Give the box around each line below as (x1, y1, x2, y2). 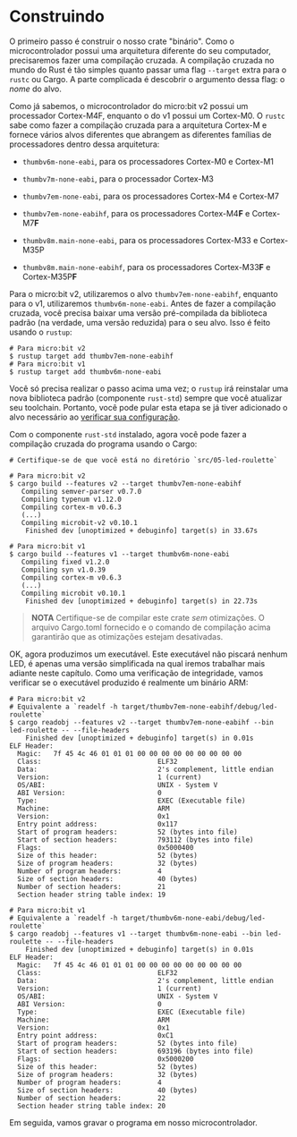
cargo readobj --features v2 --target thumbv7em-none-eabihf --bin (17, 717, 275, 726)
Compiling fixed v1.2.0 (21, 557, 110, 566)
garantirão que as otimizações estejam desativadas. (30, 631, 224, 641)
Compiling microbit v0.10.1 (21, 589, 126, 598)
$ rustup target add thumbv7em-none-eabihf (9, 352, 174, 361)
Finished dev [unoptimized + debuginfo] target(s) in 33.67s (25, 526, 258, 535)
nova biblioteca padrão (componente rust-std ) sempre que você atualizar (9, 392, 283, 403)
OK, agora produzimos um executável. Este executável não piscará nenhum (9, 649, 288, 659)
